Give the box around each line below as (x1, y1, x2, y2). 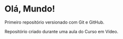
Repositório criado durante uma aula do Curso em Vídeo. (4, 28, 119, 34)
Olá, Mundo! (4, 3, 55, 14)
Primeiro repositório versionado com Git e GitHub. (4, 19, 105, 25)
